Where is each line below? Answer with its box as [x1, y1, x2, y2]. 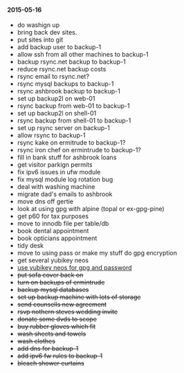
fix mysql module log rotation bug [17, 175, 113, 183]
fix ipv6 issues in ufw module [17, 168, 101, 176]
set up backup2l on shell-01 [17, 109, 97, 118]
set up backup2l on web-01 [17, 94, 95, 103]
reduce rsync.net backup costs [17, 65, 107, 73]
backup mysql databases [17, 286, 89, 294]
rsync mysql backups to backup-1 [17, 80, 114, 88]
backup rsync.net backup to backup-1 [17, 57, 126, 66]
